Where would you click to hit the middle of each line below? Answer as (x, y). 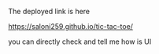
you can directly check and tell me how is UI (80, 41)
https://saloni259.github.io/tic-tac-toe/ (71, 26)
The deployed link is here (49, 11)
